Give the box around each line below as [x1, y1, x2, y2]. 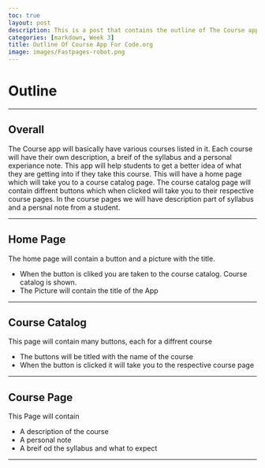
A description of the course [19, 427, 109, 436]
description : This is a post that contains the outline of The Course [8, 26, 245, 34]
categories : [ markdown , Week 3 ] [8, 33, 114, 42]
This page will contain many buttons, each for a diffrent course [8, 336, 213, 347]
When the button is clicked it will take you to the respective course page [19, 360, 255, 370]
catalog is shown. [19, 277, 77, 287]
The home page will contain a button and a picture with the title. [8, 254, 215, 263]
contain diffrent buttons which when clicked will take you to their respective [8, 186, 254, 195]
